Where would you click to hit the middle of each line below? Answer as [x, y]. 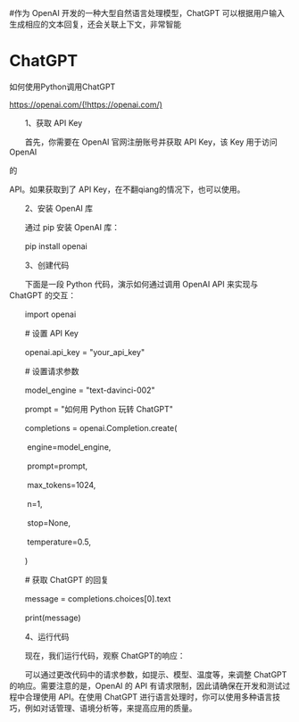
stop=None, [49, 523]
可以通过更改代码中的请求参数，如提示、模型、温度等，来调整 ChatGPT [156, 674]
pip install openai [56, 246]
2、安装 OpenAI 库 [59, 208]
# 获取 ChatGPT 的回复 [67, 579]
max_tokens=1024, [61, 485]
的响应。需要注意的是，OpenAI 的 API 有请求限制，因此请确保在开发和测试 [146, 685]
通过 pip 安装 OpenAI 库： [72, 227]
